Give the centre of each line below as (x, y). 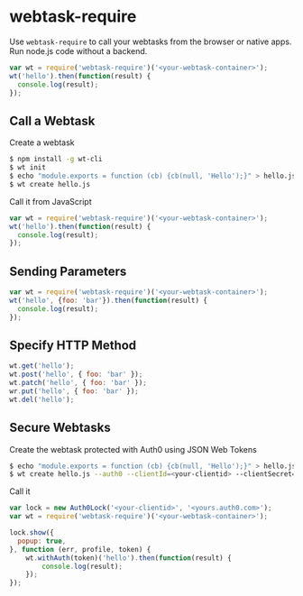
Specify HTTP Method (73, 345)
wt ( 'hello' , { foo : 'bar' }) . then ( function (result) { (108, 300)
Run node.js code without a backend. (78, 50)
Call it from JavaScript (50, 201)
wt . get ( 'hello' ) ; (42, 366)
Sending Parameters (68, 271)
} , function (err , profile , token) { (80, 549)
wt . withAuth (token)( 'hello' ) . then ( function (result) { (129, 558)
